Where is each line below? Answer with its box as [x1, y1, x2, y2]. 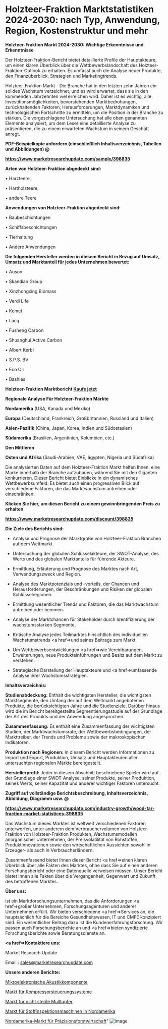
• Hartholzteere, [5, 185, 39, 191]
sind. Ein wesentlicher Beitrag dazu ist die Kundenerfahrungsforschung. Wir [5, 919, 163, 925]
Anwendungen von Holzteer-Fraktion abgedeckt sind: [5, 204, 121, 210]
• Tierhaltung [5, 234, 33, 240]
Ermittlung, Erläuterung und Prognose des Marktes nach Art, [12, 565, 139, 571]
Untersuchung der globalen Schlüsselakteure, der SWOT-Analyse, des [12, 550, 159, 556]
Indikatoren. [5, 739, 30, 745]
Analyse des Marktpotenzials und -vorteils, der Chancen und [12, 581, 140, 587]
